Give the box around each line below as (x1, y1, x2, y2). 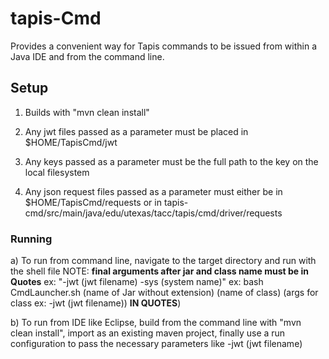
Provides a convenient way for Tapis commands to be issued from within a (10, 40, 318, 52)
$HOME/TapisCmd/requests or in (24, 196, 162, 208)
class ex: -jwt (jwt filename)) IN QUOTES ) (10, 297, 182, 309)
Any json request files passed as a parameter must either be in (24, 185, 283, 197)
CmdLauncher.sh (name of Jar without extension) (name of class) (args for (10, 287, 319, 299)
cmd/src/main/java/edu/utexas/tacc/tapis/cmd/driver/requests (24, 207, 283, 219)
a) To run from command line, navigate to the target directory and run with (10, 255, 317, 267)
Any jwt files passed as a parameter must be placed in (24, 125, 249, 137)
